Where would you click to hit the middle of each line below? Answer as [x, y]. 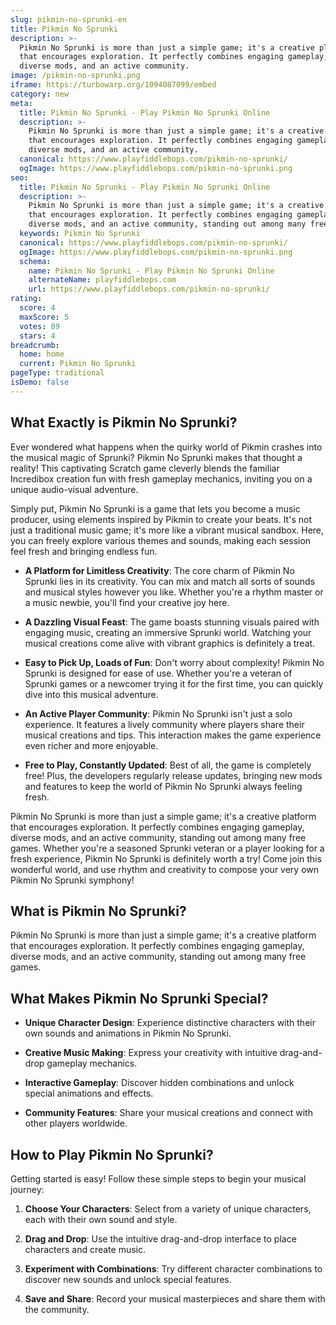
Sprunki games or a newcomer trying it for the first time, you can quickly [174, 683]
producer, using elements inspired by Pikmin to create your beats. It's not [161, 519]
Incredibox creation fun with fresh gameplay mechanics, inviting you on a [161, 478]
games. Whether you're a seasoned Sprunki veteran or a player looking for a [167, 848]
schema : [35, 261]
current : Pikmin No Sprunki [78, 364]
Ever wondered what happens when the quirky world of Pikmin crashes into [166, 447]
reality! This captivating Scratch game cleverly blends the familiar [145, 468]
